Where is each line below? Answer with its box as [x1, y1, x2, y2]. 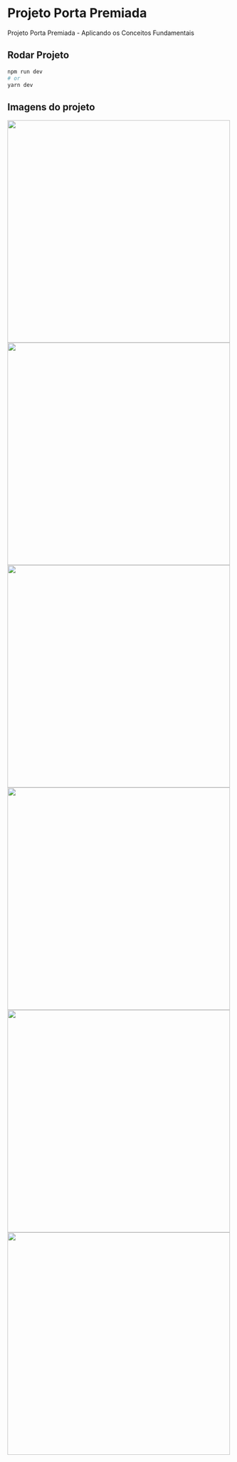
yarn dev [7, 81, 33, 88]
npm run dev [7, 68, 43, 75]
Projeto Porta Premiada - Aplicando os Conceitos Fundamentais [7, 28, 194, 37]
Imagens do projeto [7, 101, 95, 113]
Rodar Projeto [7, 49, 70, 61]
